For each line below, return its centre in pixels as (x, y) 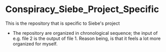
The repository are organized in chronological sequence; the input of (85, 33)
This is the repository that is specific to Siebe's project (63, 23)
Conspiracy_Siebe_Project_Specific (82, 9)
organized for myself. (35, 43)
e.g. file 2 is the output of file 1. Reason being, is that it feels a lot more (87, 38)
